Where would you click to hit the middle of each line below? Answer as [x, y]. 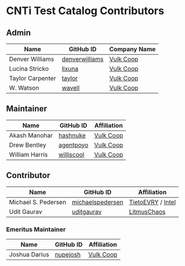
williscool [71, 155]
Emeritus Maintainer [36, 229]
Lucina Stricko [29, 69]
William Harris [29, 155]
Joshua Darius [29, 254]
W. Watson [24, 88]
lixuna [70, 69]
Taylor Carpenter [33, 78]
